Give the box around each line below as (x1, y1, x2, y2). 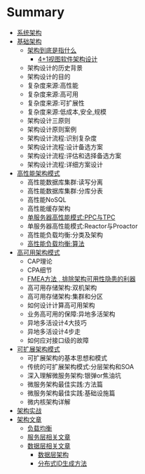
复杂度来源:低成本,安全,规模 (27, 107, 106, 116)
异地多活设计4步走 (27, 327, 81, 335)
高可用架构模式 (16, 248, 60, 257)
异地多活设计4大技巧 (27, 318, 87, 327)
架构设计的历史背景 (27, 63, 83, 72)
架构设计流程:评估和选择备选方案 (27, 151, 122, 160)
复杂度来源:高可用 (27, 89, 78, 98)
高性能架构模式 (16, 169, 60, 177)
